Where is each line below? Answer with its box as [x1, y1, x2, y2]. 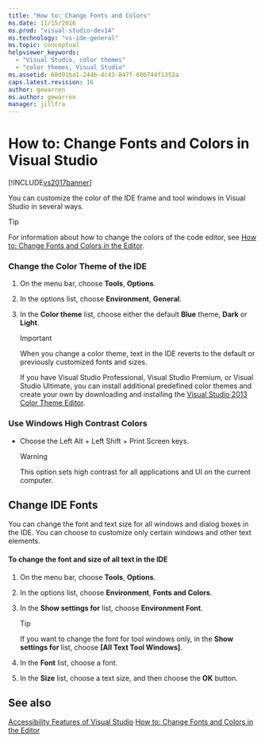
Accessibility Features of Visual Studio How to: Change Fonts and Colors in [8, 717, 254, 727]
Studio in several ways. [8, 202, 84, 212]
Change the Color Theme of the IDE [8, 260, 147, 271]
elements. [8, 536, 41, 546]
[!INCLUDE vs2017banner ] [8, 178, 93, 188]
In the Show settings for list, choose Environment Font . [19, 603, 204, 612]
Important [19, 333, 52, 343]
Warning [19, 451, 48, 461]
